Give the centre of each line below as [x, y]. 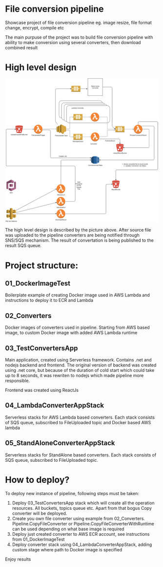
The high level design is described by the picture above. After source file [78, 230]
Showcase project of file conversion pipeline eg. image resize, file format [79, 23]
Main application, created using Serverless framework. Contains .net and [79, 360]
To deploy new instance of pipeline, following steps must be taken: [72, 493]
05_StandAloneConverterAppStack [60, 443]
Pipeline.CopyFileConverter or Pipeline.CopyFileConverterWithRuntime [83, 523]
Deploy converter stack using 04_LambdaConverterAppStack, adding [82, 544]
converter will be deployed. [40, 513]
